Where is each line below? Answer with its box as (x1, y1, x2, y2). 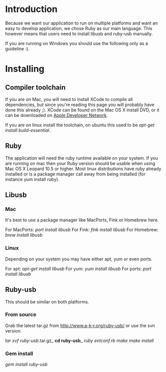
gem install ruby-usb (5, 361, 48, 367)
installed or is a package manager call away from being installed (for (5, 171, 146, 177)
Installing (5, 63, 45, 74)
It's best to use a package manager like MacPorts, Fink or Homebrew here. (5, 217, 159, 223)
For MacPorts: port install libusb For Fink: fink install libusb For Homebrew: (5, 226, 159, 233)
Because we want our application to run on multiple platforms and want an (5, 20, 158, 26)
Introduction (5, 3, 58, 15)
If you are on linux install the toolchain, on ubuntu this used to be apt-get (5, 121, 155, 128)
